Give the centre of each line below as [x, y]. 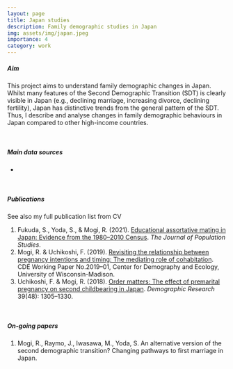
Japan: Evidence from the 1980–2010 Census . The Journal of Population [121, 237]
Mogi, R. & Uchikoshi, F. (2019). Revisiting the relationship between [113, 252]
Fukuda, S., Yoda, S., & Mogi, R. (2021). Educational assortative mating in [121, 229]
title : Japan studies [39, 20]
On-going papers [33, 326]
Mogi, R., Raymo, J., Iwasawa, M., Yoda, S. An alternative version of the [120, 343]
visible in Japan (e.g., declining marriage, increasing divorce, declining [109, 100]
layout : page [26, 14]
